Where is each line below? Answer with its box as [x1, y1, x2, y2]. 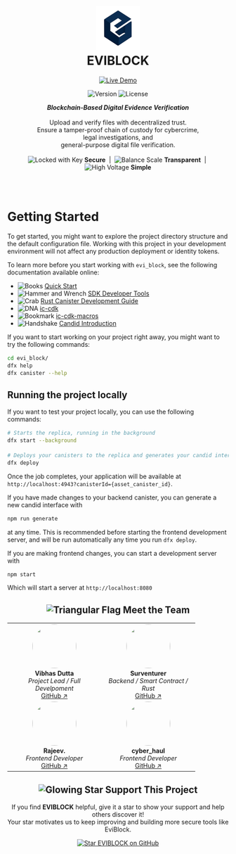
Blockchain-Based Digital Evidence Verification [46, 103, 190, 111]
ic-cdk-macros [55, 312, 99, 320]
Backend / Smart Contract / [108, 677, 188, 684]
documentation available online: [7, 268, 100, 276]
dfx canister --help [7, 369, 68, 376]
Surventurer [129, 669, 167, 677]
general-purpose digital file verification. [60, 140, 176, 149]
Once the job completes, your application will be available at [7, 472, 181, 480]
